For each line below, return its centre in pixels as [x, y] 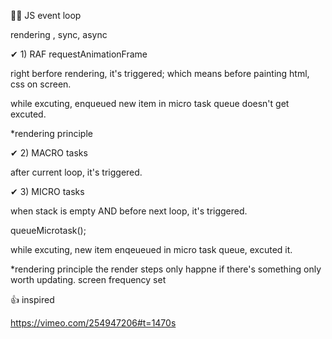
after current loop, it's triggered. [76, 172]
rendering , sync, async [59, 34]
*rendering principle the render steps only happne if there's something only [166, 269]
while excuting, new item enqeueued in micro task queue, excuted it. [151, 249]
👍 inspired [32, 299]
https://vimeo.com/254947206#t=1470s [93, 323]
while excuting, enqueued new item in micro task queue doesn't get [150, 103]
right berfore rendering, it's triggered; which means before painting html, [160, 73]
